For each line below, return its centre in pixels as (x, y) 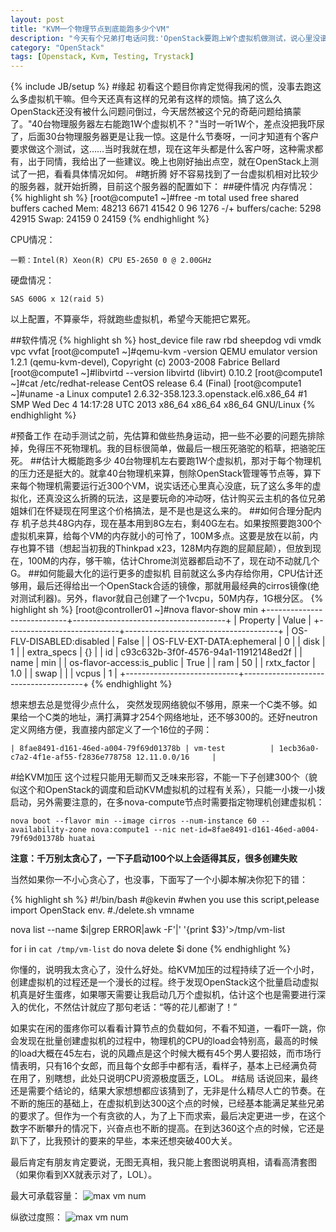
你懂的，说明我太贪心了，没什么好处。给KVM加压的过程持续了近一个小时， (165, 970)
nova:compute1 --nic (133, 830)
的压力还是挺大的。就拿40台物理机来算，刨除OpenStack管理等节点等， (157, 473)
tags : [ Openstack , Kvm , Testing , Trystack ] (102, 57)
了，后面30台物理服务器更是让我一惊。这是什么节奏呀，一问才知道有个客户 (165, 137)
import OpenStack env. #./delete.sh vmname (102, 910)
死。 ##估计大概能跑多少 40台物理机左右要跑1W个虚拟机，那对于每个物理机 (166, 461)
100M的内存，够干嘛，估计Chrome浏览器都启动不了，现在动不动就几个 (173, 561)
